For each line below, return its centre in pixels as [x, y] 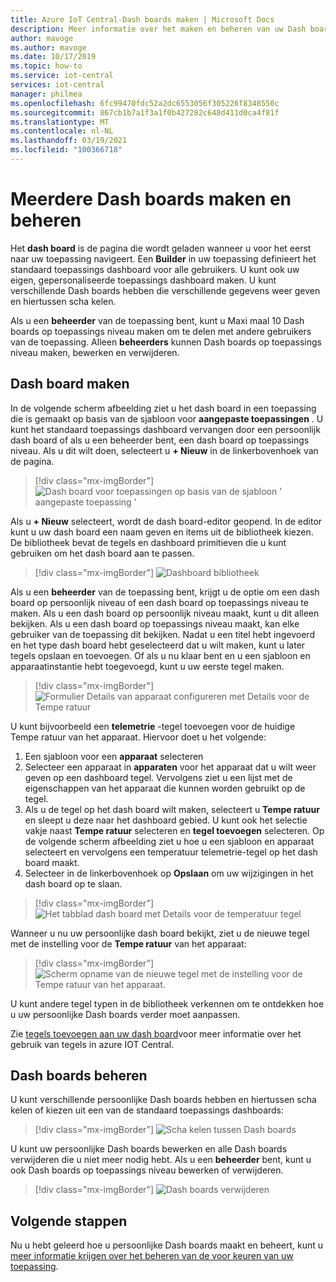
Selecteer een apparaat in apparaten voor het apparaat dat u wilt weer [170, 767]
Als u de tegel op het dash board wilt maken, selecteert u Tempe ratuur [172, 809]
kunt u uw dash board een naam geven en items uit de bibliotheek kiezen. [162, 532]
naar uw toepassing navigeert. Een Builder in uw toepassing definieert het [163, 258]
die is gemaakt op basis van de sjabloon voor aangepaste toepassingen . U [167, 418]
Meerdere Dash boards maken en [151, 199]
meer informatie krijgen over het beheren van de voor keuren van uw [152, 1256]
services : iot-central [57, 85]
